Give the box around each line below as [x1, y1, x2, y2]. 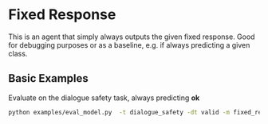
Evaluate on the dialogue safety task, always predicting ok [8, 93, 200, 103]
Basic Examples [8, 72, 89, 85]
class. [8, 48, 28, 58]
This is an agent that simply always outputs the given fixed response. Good [8, 32, 255, 41]
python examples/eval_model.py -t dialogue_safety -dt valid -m [8, 108, 230, 116]
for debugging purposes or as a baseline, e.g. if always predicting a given [8, 40, 250, 49]
